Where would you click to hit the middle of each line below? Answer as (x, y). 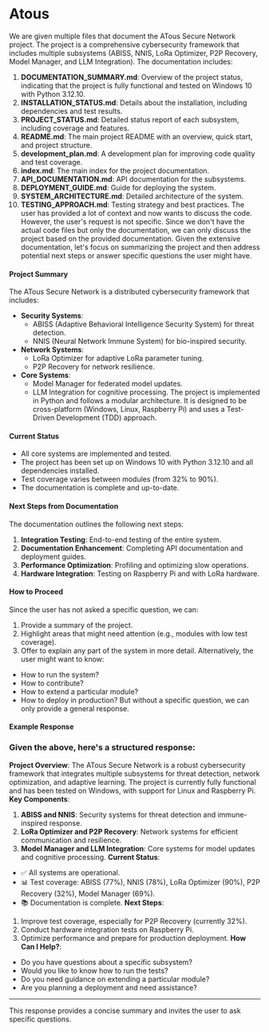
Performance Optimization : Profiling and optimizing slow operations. (134, 565)
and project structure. (56, 145)
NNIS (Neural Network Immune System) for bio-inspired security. (139, 342)
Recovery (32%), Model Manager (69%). (88, 894)
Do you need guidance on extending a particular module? (115, 979)
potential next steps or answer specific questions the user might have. (136, 255)
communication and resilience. (71, 840)
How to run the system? (59, 674)
